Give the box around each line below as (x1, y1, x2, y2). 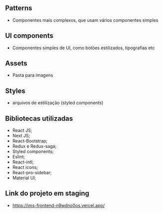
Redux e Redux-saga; (12, 143, 57, 149)
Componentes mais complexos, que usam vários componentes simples (12, 17, 159, 23)
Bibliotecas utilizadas (5, 114, 73, 123)
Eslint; (12, 154, 25, 160)
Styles (5, 86, 26, 95)
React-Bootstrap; (12, 138, 48, 144)
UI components (5, 32, 54, 40)
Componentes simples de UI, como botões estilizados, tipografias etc (12, 45, 155, 51)
